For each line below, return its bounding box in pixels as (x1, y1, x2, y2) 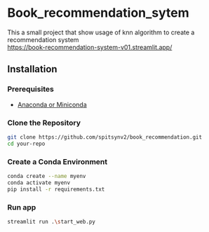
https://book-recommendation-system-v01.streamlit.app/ (7, 43, 173, 51)
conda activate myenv (7, 179, 71, 186)
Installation (7, 63, 58, 75)
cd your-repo (7, 140, 46, 147)
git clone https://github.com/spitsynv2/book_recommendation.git (7, 133, 202, 141)
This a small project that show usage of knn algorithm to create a (7, 28, 195, 36)
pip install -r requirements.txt (7, 186, 105, 193)
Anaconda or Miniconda (17, 100, 88, 109)
